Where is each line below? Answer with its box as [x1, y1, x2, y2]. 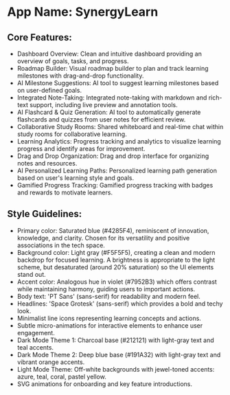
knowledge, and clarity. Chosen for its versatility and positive [16, 234, 190, 242]
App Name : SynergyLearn [7, 4, 159, 20]
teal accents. [16, 343, 54, 351]
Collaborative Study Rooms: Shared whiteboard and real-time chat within [16, 123, 224, 131]
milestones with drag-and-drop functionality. [16, 71, 144, 80]
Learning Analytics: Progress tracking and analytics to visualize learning [16, 137, 221, 145]
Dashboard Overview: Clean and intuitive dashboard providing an [16, 49, 203, 58]
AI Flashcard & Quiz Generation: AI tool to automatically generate [16, 108, 201, 116]
